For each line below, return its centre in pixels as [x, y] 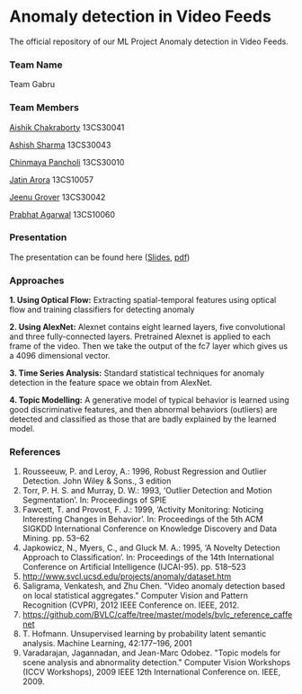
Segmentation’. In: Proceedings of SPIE [94, 500]
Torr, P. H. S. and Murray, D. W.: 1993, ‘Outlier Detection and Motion [147, 491]
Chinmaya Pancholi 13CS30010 [67, 162]
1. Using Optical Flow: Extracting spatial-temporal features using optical [143, 300]
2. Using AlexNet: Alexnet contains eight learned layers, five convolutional [147, 327]
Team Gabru [32, 85]
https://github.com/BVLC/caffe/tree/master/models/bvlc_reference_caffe [157, 615]
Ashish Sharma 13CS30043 [60, 145]
